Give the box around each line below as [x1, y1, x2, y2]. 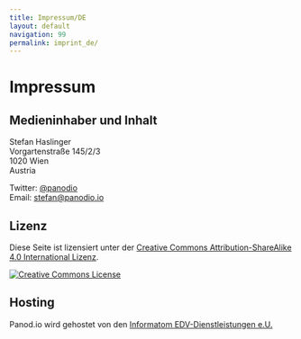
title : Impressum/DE [9, 13, 87, 22]
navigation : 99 [9, 30, 67, 39]
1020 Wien [9, 156, 50, 166]
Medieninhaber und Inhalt [9, 112, 158, 128]
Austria [9, 165, 36, 176]
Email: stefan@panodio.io [9, 192, 105, 203]
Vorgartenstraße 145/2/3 [9, 146, 101, 157]
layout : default [9, 22, 70, 31]
